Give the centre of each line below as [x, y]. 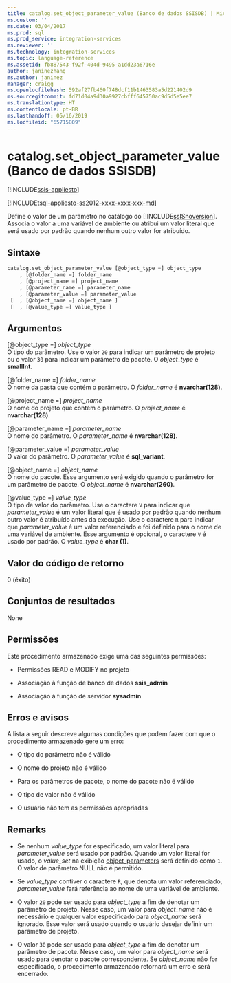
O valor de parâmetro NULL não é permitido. [80, 868]
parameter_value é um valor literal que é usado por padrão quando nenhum [114, 512]
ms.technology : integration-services [61, 52]
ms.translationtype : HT [41, 103]
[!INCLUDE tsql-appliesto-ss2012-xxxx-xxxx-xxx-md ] [82, 203]
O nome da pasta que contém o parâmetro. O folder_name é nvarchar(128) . [115, 387]
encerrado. [33, 974]
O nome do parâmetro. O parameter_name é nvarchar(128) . [92, 436]
